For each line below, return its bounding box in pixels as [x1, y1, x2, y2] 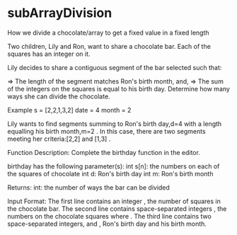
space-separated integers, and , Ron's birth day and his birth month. [7, 219, 207, 228]
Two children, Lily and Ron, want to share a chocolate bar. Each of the [7, 42, 211, 50]
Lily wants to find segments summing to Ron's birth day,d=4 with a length [7, 119, 222, 128]
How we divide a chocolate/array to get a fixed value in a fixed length [7, 28, 210, 37]
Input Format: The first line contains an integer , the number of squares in [7, 197, 221, 205]
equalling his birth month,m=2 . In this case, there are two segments [7, 127, 207, 135]
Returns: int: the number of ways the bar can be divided [7, 183, 170, 192]
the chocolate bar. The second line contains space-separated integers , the [7, 204, 227, 213]
